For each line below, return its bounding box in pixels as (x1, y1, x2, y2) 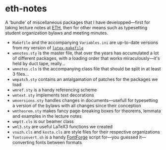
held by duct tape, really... (12, 60, 66, 66)
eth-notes (5, 3, 47, 14)
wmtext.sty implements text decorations (12, 92, 94, 98)
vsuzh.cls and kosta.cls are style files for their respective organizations (12, 129, 160, 135)
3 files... (12, 71, 29, 77)
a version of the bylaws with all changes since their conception (12, 102, 141, 108)
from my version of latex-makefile (12, 45, 84, 50)
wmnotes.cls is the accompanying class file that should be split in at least (12, 65, 161, 72)
